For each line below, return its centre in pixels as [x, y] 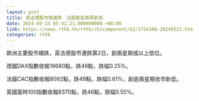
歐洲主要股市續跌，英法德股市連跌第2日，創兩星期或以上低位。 [86, 53]
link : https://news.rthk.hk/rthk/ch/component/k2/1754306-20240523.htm [99, 29]
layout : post [23, 12]
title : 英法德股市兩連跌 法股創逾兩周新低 [55, 18]
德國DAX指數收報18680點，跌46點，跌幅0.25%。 [69, 66]
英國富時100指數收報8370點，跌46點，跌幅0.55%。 [72, 92]
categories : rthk [28, 35]
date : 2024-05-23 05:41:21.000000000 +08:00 [64, 23]
